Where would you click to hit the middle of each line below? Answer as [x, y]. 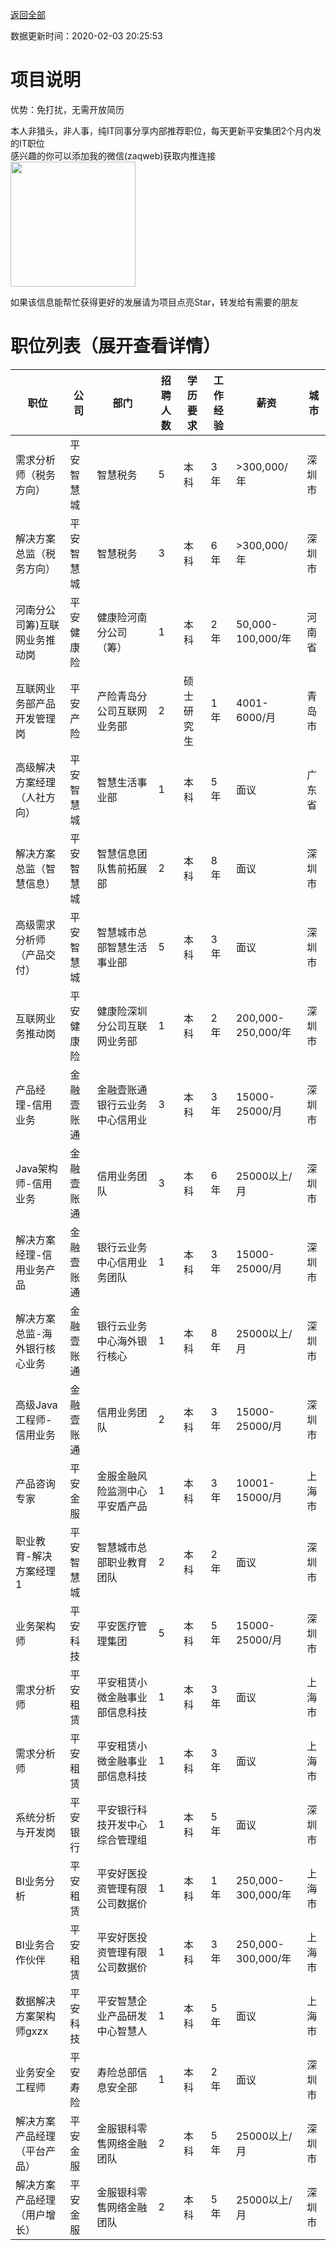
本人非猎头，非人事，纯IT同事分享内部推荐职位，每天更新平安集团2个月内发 [166, 130]
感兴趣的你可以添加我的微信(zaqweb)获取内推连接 [113, 155]
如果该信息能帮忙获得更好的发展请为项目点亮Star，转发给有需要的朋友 [154, 302]
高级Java [36, 1405]
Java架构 [36, 1168]
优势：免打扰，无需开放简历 [67, 109]
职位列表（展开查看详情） [116, 346]
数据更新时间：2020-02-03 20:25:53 [86, 36]
